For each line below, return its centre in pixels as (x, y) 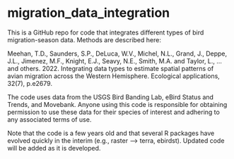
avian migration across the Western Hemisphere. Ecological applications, (114, 76)
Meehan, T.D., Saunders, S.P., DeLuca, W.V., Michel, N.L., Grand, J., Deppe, (117, 53)
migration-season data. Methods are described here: (84, 39)
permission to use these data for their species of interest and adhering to (114, 112)
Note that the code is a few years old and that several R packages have (111, 133)
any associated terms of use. (49, 119)
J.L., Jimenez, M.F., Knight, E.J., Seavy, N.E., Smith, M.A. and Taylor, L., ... (115, 61)
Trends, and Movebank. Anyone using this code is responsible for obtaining (117, 104)
